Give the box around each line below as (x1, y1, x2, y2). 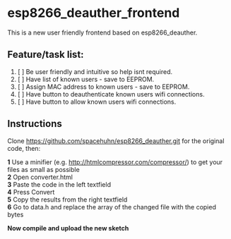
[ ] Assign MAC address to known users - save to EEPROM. (17, 82, 190, 91)
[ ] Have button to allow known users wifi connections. (17, 97, 177, 106)
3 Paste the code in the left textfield (7, 180, 112, 188)
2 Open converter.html (7, 173, 73, 181)
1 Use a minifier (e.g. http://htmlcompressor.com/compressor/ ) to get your (7, 157, 223, 166)
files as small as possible (7, 165, 80, 173)
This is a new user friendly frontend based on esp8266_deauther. (7, 28, 198, 37)
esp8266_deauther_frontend (7, 5, 180, 21)
